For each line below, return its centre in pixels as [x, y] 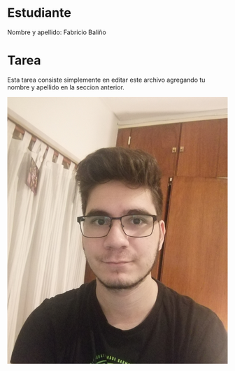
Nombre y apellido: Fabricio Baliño [57, 32]
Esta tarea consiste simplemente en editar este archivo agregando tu [106, 80]
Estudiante [39, 13]
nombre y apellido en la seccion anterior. [66, 87]
